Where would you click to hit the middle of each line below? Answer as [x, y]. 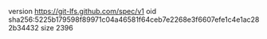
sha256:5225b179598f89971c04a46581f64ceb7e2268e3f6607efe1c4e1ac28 [134, 19]
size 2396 [57, 28]
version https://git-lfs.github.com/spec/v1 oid [82, 11]
